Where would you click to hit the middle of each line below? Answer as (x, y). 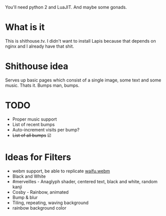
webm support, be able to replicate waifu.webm (61, 171)
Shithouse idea (37, 66)
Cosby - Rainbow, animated (40, 192)
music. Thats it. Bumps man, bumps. (42, 85)
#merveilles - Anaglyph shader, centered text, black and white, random (85, 181)
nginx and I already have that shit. (40, 46)
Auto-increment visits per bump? (46, 130)
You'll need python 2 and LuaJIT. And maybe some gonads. (66, 7)
